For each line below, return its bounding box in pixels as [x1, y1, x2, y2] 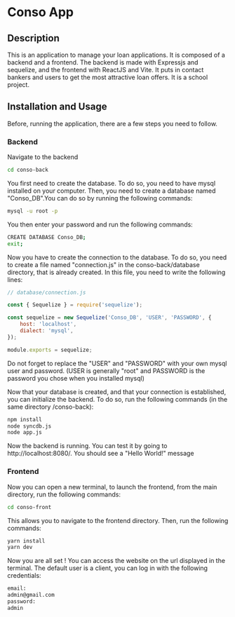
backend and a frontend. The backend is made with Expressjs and [7, 58, 199, 67]
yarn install [7, 537, 46, 544]
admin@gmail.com [7, 592, 55, 599]
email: [7, 585, 27, 592]
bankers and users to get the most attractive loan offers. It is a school [7, 73, 208, 81]
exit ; [7, 240, 23, 248]
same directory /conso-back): [7, 402, 94, 411]
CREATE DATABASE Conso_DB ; [7, 233, 86, 240]
